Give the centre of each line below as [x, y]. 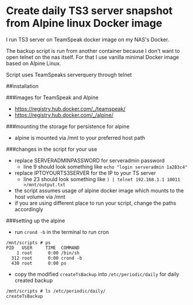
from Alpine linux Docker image [84, 23]
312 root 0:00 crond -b [47, 258]
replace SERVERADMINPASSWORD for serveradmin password [89, 160]
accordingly [29, 209]
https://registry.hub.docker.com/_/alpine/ [64, 115]
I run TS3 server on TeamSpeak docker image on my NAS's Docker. [88, 39]
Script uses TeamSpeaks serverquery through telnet [69, 74]
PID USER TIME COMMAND [43, 248]
